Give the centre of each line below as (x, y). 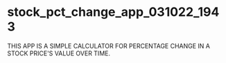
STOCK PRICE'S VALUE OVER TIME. (59, 53)
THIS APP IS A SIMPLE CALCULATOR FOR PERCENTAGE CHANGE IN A (108, 46)
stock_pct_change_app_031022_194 (113, 12)
